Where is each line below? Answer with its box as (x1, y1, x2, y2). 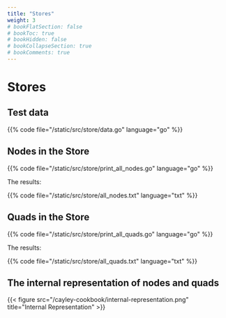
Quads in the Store (7, 211, 90, 223)
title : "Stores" (7, 10, 54, 17)
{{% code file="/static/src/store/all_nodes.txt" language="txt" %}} (7, 191, 198, 199)
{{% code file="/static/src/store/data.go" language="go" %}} (7, 125, 183, 133)
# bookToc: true (7, 29, 54, 37)
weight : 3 (7, 17, 36, 24)
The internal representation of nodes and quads (7, 277, 220, 289)
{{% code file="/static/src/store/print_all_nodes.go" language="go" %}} (7, 164, 214, 172)
